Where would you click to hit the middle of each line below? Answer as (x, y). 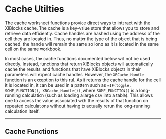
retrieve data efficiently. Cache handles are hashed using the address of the (82, 33)
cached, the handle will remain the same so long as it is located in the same (82, 44)
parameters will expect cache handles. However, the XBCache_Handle (75, 74)
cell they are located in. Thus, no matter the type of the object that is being (81, 39)
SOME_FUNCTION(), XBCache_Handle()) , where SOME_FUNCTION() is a (72, 90)
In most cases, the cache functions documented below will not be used (78, 58)
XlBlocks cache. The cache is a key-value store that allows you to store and (82, 28)
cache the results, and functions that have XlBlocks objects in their (73, 69)
